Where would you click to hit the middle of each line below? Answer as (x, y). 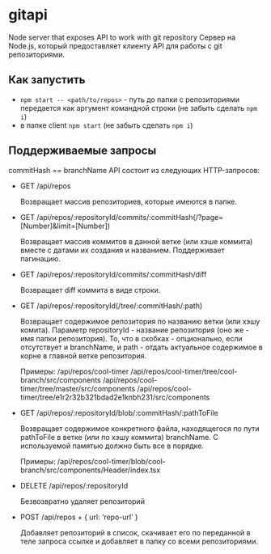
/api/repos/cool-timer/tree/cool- (184, 371)
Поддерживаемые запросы (83, 151)
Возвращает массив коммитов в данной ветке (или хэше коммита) (136, 241)
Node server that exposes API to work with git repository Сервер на (122, 37)
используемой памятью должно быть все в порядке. (112, 446)
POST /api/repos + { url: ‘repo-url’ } (79, 517)
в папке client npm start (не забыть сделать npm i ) (106, 125)
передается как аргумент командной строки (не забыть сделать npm (139, 108)
